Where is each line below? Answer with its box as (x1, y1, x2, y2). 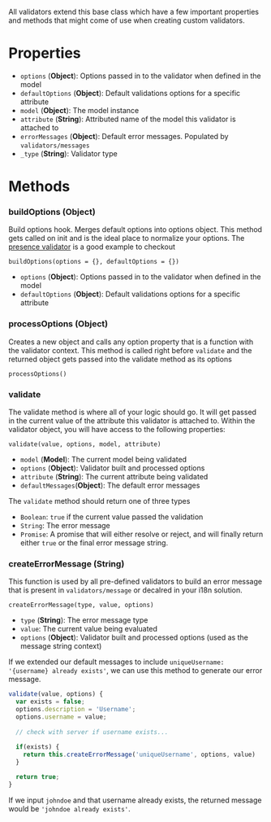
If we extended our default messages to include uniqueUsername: (8, 657, 225, 667)
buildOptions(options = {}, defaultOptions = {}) (8, 258, 180, 266)
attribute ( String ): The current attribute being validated (19, 472, 209, 482)
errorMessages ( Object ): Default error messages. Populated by (19, 131, 229, 141)
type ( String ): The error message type (19, 615, 148, 625)
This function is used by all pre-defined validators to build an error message (8, 577, 262, 587)
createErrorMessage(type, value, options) (8, 601, 154, 610)
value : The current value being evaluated (19, 624, 158, 634)
